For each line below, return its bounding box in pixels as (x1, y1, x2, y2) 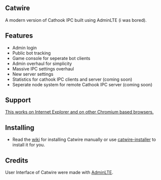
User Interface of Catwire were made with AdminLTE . (5, 170, 114, 176)
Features (5, 32, 33, 40)
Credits (5, 156, 29, 165)
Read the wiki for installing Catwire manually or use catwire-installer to (12, 136, 157, 143)
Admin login (12, 45, 37, 51)
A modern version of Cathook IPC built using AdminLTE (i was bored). (5, 17, 147, 23)
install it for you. (12, 142, 45, 148)
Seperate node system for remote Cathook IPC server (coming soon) (12, 81, 153, 87)
